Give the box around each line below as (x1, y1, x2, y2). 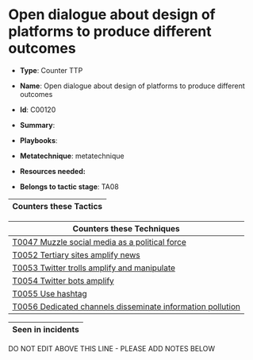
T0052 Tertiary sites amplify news (12, 249, 140, 260)
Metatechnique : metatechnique (19, 151, 125, 161)
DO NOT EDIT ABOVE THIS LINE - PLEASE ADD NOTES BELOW (8, 343, 216, 353)
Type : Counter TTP (19, 65, 83, 75)
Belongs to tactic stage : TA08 (19, 181, 119, 192)
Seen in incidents (12, 323, 79, 335)
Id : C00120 (19, 105, 56, 114)
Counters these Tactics (12, 200, 103, 211)
